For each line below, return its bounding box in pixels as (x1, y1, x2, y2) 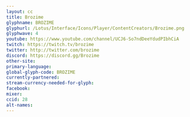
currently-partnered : (6, 74, 60, 80)
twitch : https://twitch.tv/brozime (6, 42, 94, 48)
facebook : (6, 86, 31, 92)
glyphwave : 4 (6, 31, 39, 37)
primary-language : (6, 63, 52, 70)
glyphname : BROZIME (6, 19, 55, 25)
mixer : (6, 91, 23, 97)
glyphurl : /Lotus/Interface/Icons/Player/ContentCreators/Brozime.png (6, 25, 185, 31)
